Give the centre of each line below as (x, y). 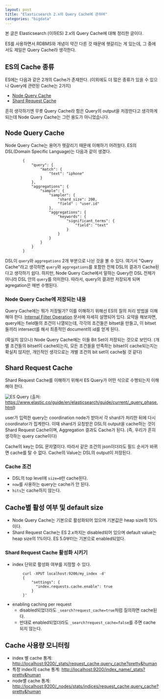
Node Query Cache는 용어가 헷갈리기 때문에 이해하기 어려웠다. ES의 (71, 145)
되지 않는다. (31, 628)
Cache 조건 (18, 467)
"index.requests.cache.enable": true (74, 587)
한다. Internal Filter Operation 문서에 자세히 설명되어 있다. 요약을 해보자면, (85, 317)
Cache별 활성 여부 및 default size (54, 507)
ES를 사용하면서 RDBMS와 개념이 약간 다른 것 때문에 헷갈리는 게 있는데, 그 (76, 44)
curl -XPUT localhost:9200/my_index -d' (64, 573)
